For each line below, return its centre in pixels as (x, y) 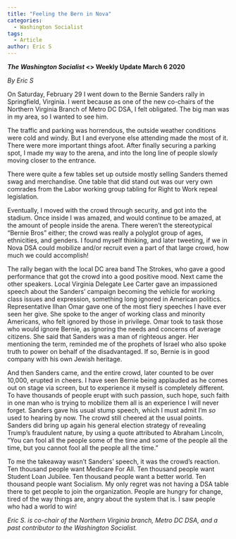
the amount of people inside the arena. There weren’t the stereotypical (110, 225)
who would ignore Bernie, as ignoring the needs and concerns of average (114, 329)
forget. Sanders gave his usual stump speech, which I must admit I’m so (112, 410)
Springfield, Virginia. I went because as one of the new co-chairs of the (111, 102)
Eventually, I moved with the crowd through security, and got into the (107, 210)
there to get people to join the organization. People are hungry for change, (115, 491)
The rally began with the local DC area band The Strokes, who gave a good (116, 269)
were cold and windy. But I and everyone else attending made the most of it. (118, 138)
